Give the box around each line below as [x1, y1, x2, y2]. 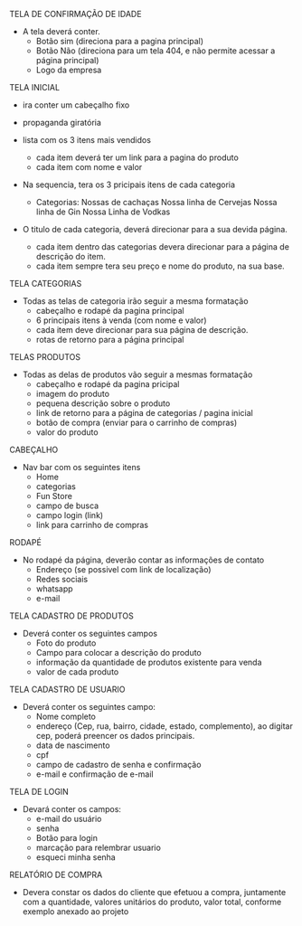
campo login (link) [35, 510, 104, 520]
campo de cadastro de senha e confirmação [35, 760, 202, 770]
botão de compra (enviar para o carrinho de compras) [35, 417, 238, 428]
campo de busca [35, 500, 99, 511]
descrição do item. [35, 251, 107, 261]
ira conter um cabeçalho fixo [22, 99, 130, 110]
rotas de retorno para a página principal [35, 335, 184, 345]
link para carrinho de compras [35, 520, 149, 530]
